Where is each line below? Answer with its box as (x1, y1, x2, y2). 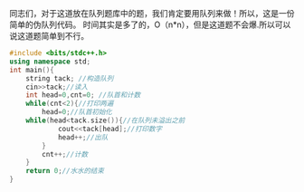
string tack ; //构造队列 (25, 73, 114, 83)
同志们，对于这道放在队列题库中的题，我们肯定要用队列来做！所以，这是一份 (9, 8, 295, 18)
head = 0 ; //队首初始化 (42, 108, 113, 117)
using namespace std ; (9, 57, 91, 66)
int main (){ (9, 65, 54, 74)
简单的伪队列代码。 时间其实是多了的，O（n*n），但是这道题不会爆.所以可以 (9, 19, 291, 30)
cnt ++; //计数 (42, 149, 89, 158)
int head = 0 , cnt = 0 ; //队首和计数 (25, 91, 141, 100)
